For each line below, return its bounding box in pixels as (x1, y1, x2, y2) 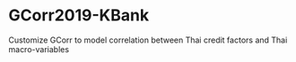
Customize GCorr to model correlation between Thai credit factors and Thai (8, 35, 288, 45)
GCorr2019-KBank (8, 5, 150, 26)
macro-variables (8, 43, 69, 54)
